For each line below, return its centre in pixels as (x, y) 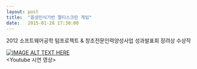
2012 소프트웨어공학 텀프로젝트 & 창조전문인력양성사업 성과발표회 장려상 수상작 (99, 41)
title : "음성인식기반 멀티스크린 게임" (49, 17)
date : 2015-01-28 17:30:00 (43, 23)
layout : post (22, 12)
